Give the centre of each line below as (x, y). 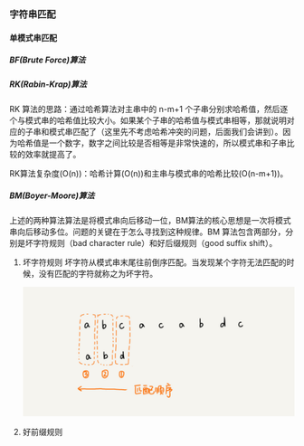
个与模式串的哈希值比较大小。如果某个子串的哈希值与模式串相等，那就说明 (148, 120)
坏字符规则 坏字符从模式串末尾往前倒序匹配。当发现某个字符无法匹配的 (154, 262)
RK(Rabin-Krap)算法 (48, 84)
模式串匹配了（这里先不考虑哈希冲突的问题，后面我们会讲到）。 (166, 131)
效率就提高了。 (53, 154)
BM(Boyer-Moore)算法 (52, 195)
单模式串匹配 (33, 37)
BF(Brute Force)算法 (47, 60)
